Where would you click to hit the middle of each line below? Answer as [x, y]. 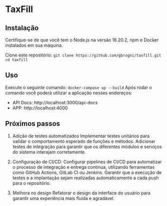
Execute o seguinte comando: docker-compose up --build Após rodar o [78, 87]
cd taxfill [17, 60]
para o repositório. [32, 183]
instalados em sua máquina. [34, 45]
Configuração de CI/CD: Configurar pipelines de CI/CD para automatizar [87, 162]
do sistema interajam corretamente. [49, 152]
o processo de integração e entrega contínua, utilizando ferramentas [83, 167]
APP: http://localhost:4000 [40, 108]
